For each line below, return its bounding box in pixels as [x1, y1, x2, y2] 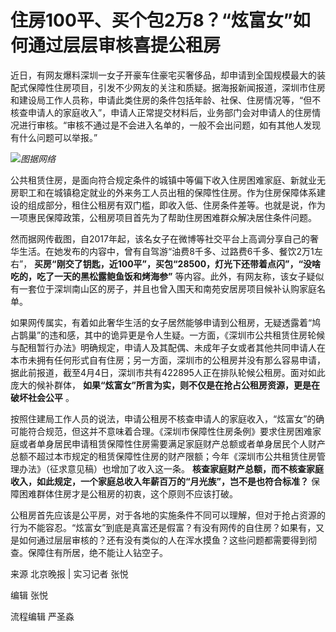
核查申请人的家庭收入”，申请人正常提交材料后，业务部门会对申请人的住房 [10, 106, 313, 118]
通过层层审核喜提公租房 [28, 34, 222, 57]
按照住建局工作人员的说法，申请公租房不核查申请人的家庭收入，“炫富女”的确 [10, 412, 325, 425]
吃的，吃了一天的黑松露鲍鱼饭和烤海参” [10, 270, 173, 282]
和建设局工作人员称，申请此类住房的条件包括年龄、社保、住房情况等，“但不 [10, 94, 322, 106]
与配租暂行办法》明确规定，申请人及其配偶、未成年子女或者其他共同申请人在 [10, 341, 326, 353]
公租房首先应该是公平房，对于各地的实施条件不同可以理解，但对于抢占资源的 [10, 509, 326, 521]
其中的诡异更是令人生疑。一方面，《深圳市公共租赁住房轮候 [84, 329, 326, 341]
